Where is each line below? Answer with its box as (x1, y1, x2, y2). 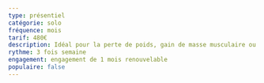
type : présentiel (8, 11, 66, 20)
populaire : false (8, 63, 66, 71)
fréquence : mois (8, 26, 62, 34)
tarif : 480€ (8, 33, 47, 42)
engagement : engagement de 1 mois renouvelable (8, 56, 168, 64)
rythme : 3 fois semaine (8, 48, 87, 56)
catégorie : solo (8, 19, 62, 27)
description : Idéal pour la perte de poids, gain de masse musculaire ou (8, 41, 257, 49)
